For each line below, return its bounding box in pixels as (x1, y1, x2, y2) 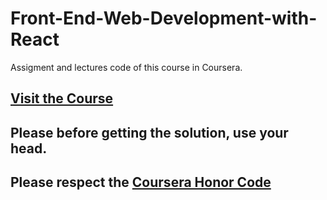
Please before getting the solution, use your (10, 124, 289, 141)
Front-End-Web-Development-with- (10, 7, 318, 30)
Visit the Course (10, 90, 114, 107)
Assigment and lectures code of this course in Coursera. (10, 61, 243, 73)
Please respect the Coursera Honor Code (10, 174, 272, 191)
